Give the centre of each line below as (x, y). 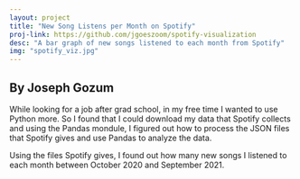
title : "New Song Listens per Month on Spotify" (103, 26)
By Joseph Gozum (62, 88)
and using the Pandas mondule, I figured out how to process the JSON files (150, 128)
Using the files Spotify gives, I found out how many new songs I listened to (148, 155)
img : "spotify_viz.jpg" (54, 51)
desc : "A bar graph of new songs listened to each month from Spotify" (147, 43)
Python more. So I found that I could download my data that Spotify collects (150, 119)
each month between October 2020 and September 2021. (117, 165)
